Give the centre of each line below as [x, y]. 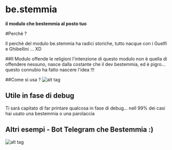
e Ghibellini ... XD [24, 49]
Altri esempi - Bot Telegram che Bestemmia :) [79, 130]
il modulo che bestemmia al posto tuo [46, 24]
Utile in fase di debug [40, 96]
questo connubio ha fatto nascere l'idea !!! [50, 70]
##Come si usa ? [23, 79]
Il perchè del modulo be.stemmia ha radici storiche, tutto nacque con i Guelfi [86, 43]
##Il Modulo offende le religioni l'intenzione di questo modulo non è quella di [86, 59]
